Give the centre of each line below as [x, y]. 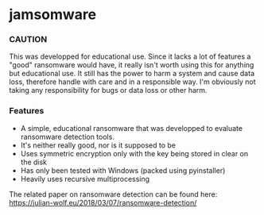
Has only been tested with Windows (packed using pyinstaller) [123, 170]
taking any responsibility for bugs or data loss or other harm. [108, 90]
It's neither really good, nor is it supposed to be [98, 145]
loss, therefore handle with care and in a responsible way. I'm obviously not [133, 82]
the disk [33, 162]
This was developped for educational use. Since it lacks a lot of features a [130, 56]
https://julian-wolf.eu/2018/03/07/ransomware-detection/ [103, 202]
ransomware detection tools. [67, 136]
